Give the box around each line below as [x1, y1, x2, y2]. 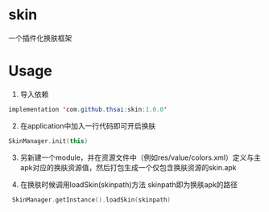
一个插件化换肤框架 [8, 33, 72, 43]
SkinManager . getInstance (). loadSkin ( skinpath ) [11, 195, 172, 204]
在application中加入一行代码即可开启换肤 [19, 120, 156, 130]
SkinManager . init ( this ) [8, 137, 89, 145]
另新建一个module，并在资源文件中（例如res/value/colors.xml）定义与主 [19, 153, 262, 162]
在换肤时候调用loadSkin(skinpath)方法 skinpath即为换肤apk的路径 [19, 179, 238, 190]
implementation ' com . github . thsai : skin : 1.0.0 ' [8, 105, 168, 113]
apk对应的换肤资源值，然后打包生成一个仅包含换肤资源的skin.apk [19, 162, 237, 172]
